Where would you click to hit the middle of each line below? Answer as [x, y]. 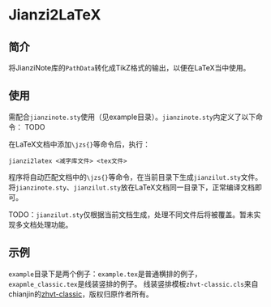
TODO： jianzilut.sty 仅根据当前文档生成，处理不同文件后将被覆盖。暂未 [131, 214]
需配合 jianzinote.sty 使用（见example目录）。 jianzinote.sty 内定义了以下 [132, 117]
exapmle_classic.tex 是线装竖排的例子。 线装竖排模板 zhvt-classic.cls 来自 [133, 284]
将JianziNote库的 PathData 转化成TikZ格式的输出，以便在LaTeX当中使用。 [129, 68]
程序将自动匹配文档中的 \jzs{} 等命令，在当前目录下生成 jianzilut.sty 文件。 [135, 177]
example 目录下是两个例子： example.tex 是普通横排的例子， [105, 274]
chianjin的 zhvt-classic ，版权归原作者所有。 [81, 294]
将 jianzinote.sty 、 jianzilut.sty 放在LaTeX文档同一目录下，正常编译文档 [132, 187]
